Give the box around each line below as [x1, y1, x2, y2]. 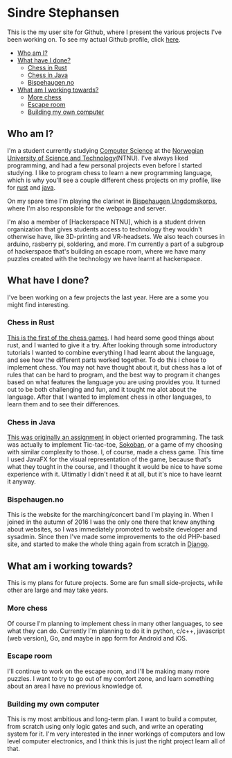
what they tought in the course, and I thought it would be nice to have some [7, 463, 223, 471]
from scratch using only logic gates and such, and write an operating [7, 723, 204, 731]
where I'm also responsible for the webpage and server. [7, 204, 167, 213]
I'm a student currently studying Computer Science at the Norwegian [7, 146, 204, 154]
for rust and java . [7, 183, 56, 192]
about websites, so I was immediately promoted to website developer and [7, 525, 217, 534]
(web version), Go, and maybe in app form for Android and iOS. [7, 634, 188, 642]
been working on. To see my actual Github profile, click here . [7, 35, 181, 43]
